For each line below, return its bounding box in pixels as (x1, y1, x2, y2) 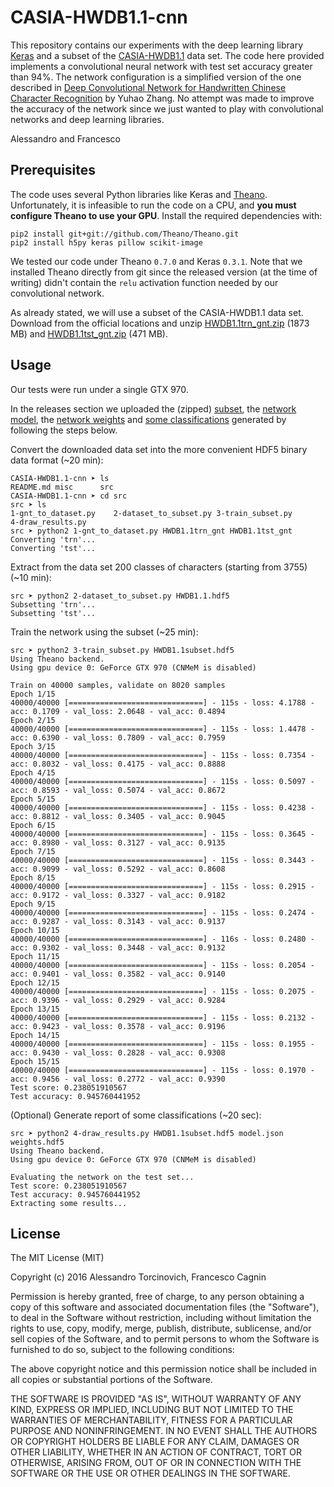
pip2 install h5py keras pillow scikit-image (10, 237, 203, 248)
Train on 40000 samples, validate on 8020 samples (10, 680, 226, 690)
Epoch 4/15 (10, 767, 56, 778)
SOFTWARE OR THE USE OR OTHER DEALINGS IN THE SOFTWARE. (10, 1467, 291, 1480)
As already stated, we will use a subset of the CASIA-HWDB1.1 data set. (10, 306, 304, 318)
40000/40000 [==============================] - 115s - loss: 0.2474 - (10, 907, 315, 918)
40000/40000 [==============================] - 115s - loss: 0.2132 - (10, 1012, 315, 1023)
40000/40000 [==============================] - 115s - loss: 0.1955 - (10, 1039, 315, 1049)
